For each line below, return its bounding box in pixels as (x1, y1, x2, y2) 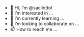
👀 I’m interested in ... (10, 10, 53, 16)
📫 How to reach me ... (10, 26, 58, 32)
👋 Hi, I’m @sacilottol (10, 5, 52, 10)
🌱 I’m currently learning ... (10, 15, 65, 21)
